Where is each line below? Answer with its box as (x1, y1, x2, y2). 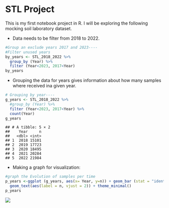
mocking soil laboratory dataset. (5, 25, 72, 31)
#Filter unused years (5, 49, 51, 55)
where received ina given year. (12, 83, 76, 89)
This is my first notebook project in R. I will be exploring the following (5, 20, 148, 26)
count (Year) (10, 111, 35, 116)
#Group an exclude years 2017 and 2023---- (5, 45, 98, 50)
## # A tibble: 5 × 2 (5, 125, 51, 130)
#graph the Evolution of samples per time (5, 174, 96, 179)
